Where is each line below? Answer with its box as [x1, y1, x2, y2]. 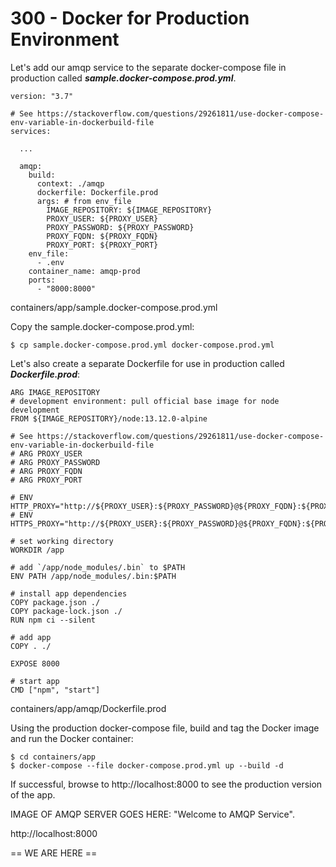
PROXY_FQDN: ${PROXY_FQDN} [46, 231, 159, 241]
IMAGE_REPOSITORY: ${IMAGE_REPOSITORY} [46, 205, 213, 215]
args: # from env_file [36, 196, 132, 206]
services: [10, 126, 52, 136]
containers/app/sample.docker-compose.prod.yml [10, 301, 218, 313]
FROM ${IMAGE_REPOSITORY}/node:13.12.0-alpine [10, 413, 208, 424]
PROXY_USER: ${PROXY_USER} [46, 213, 159, 224]
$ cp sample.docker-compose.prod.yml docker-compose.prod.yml [10, 340, 275, 350]
